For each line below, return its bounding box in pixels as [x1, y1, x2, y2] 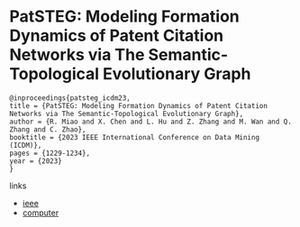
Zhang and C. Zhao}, [9, 124, 87, 134]
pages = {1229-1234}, [9, 149, 91, 158]
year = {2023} [9, 156, 63, 166]
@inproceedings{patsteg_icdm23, [9, 93, 131, 103]
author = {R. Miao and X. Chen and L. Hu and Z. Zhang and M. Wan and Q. [9, 117, 293, 126]
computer [22, 207, 59, 218]
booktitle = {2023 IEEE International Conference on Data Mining [9, 132, 259, 141]
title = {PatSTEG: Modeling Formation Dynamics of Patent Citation [9, 101, 268, 110]
